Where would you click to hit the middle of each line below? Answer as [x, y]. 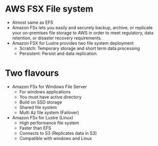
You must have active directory [50, 97]
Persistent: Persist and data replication [58, 53]
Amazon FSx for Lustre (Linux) [43, 117]
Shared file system [38, 107]
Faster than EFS [35, 128]
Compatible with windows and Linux [56, 138]
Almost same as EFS [33, 22]
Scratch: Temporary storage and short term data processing [79, 48]
